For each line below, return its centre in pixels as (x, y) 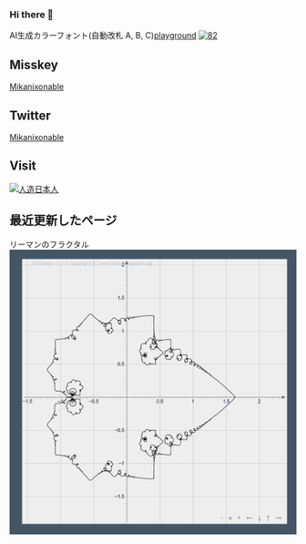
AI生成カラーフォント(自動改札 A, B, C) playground (103, 36)
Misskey (34, 64)
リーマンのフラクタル (49, 244)
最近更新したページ (63, 221)
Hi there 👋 (32, 15)
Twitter (31, 115)
